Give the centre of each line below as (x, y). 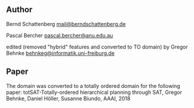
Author (19, 10)
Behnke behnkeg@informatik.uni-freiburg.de (60, 53)
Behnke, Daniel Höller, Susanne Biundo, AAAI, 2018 (68, 98)
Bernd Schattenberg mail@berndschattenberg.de (66, 24)
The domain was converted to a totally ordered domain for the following (93, 86)
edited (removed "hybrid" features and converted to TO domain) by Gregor (97, 47)
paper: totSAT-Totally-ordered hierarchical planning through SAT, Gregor (94, 92)
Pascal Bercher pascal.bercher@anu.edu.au (60, 35)
